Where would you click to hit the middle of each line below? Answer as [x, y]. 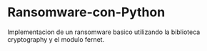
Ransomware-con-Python [86, 12]
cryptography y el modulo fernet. [56, 39]
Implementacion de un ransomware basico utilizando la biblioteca [104, 32]
